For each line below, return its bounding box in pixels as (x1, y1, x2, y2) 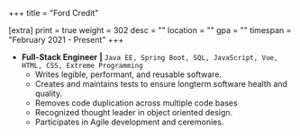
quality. (34, 89, 63, 98)
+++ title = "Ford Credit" (8, 8, 99, 18)
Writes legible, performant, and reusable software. (34, 69, 223, 80)
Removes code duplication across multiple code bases (34, 98, 238, 108)
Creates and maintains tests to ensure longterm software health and (34, 79, 287, 89)
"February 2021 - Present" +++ (8, 35, 124, 45)
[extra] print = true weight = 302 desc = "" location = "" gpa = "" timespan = (8, 25, 292, 35)
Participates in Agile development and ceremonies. (34, 116, 224, 127)
